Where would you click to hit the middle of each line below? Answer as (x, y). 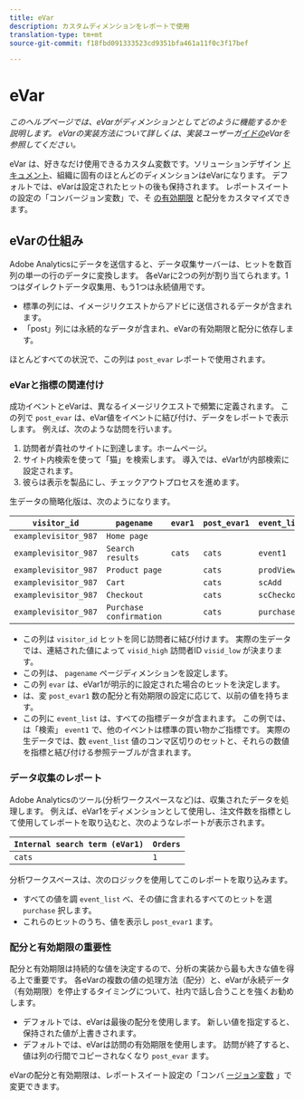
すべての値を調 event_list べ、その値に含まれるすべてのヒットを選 (147, 899)
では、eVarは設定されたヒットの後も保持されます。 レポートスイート (161, 187)
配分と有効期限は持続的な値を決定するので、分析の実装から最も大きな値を (148, 968)
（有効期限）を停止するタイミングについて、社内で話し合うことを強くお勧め (152, 991)
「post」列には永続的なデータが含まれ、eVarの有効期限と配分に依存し (154, 328)
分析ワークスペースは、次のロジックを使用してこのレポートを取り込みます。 (151, 879)
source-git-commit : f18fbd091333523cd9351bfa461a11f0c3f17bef (129, 43)
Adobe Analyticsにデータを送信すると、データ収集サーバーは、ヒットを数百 (151, 264)
